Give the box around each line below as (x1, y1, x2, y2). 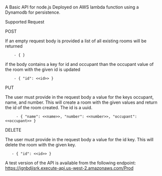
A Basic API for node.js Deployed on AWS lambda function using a (5, 4, 139, 10)
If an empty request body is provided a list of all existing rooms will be (5, 38, 147, 44)
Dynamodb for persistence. (5, 9, 60, 15)
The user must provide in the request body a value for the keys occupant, (5, 94, 154, 100)
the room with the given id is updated (5, 66, 81, 72)
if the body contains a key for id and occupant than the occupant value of (5, 61, 154, 67)
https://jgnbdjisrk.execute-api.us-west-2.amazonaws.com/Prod (5, 165, 134, 171)
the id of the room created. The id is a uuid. (5, 105, 93, 110)
